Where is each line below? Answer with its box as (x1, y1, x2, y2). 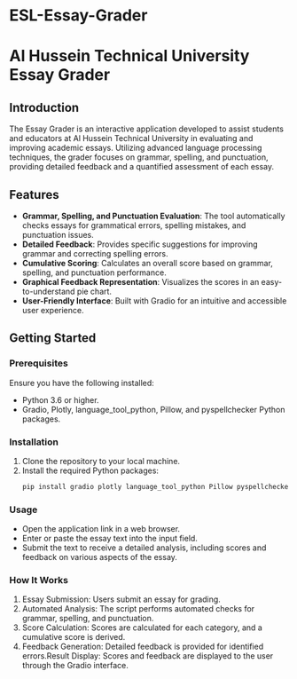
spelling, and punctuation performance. (21, 267, 167, 278)
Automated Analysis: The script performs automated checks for (21, 604, 255, 614)
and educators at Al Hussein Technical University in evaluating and (9, 133, 254, 144)
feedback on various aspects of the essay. (21, 552, 177, 563)
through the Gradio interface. (21, 660, 129, 671)
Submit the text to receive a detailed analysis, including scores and (21, 542, 267, 553)
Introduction (9, 99, 80, 115)
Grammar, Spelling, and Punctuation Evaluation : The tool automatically (21, 210, 285, 221)
